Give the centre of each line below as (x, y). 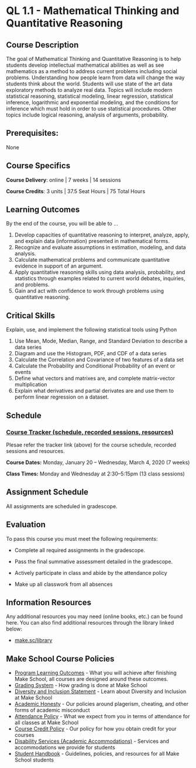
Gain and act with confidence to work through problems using (89, 291)
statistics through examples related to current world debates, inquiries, (100, 279)
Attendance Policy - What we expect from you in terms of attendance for (102, 716)
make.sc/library (33, 640)
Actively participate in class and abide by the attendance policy (91, 572)
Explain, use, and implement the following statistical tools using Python (92, 330)
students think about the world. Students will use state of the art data (89, 84)
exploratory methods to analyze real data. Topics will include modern (89, 90)
